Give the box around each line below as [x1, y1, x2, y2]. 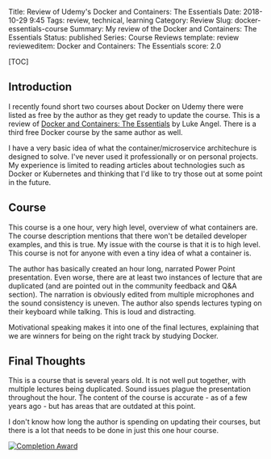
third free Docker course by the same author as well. [8, 127, 183, 137]
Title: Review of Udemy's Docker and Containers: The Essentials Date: [8, 7, 242, 16]
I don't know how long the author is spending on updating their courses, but [8, 417, 261, 427]
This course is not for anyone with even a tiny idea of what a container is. [8, 248, 252, 258]
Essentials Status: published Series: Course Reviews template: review [8, 32, 240, 42]
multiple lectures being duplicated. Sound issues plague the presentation [8, 384, 252, 394]
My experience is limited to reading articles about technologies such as [8, 160, 245, 170]
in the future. [8, 177, 52, 187]
